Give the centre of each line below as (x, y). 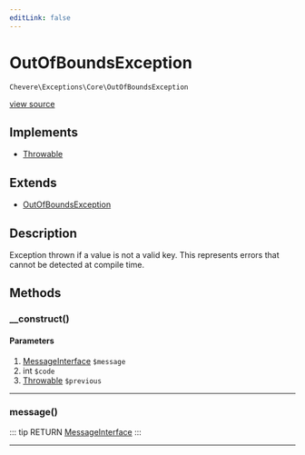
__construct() (39, 319)
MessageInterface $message (74, 361)
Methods (35, 293)
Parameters (32, 341)
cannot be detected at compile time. (77, 265)
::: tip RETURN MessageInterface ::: (76, 431)
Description (43, 233)
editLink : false (40, 18)
